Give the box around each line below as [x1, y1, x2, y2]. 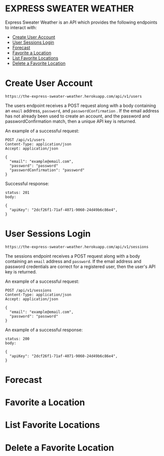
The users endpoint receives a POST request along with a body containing [5, 102, 156, 109]
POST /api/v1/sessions [5, 288, 52, 293]
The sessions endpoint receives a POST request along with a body [5, 253, 140, 259]
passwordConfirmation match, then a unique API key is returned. [5, 118, 136, 124]
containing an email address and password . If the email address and [5, 258, 142, 264]
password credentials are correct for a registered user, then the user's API [5, 264, 156, 269]
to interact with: [5, 24, 37, 30]
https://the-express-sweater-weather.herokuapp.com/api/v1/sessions [5, 244, 149, 249]
